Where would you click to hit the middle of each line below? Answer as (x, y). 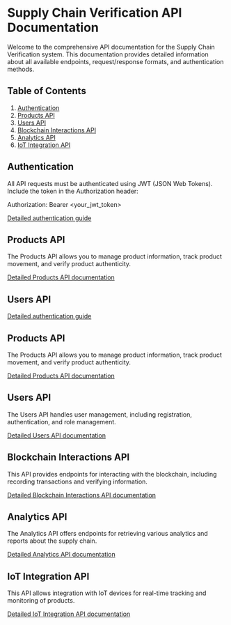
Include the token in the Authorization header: (73, 191)
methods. (21, 69)
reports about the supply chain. (52, 541)
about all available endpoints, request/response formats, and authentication (115, 61)
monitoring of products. (41, 601)
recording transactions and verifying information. (78, 481)
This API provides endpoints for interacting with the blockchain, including (112, 474)
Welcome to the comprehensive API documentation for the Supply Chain (111, 47)
